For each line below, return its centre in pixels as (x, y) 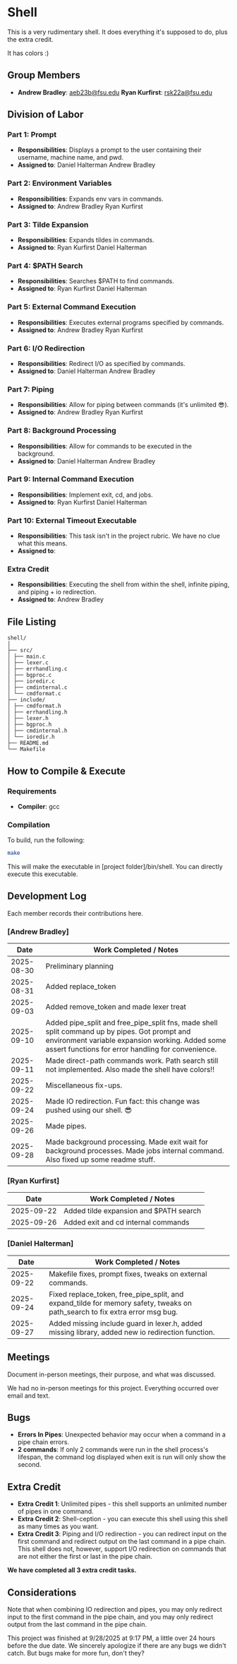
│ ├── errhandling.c (38, 669)
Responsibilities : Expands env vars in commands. (90, 199)
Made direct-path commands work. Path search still (132, 1061)
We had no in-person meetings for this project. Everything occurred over (113, 1388)
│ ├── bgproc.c (30, 675)
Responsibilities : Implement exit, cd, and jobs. (85, 495)
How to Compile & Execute (66, 771)
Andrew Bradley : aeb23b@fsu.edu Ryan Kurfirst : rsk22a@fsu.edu (115, 92)
